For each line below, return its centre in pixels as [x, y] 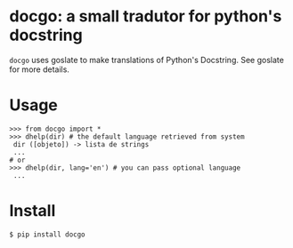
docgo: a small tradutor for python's [146, 16]
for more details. [39, 69]
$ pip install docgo [48, 234]
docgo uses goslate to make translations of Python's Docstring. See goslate [147, 60]
